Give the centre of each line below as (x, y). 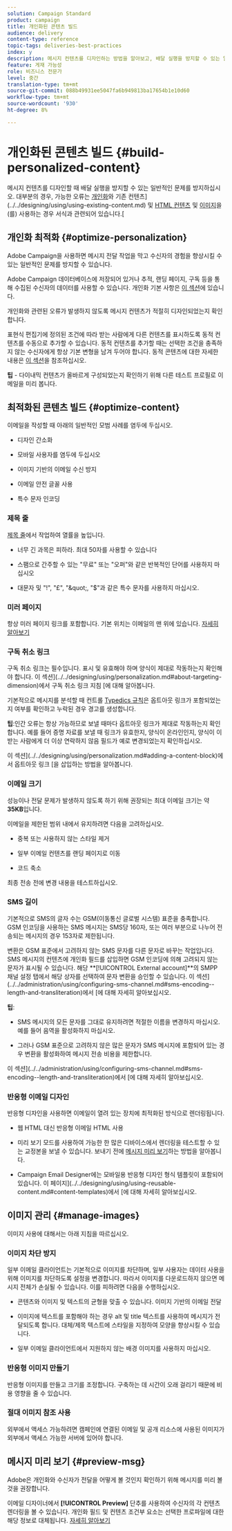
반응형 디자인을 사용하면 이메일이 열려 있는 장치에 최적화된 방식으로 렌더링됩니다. (116, 1113)
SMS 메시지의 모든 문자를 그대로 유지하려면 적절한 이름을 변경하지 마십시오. (119, 1022)
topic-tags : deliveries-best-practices (65, 46)
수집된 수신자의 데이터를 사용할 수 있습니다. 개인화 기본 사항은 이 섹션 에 (110, 287)
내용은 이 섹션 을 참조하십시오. (47, 360)
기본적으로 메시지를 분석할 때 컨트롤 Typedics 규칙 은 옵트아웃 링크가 (99, 700)
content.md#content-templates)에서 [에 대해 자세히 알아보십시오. (107, 1192)
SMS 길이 (22, 902)
